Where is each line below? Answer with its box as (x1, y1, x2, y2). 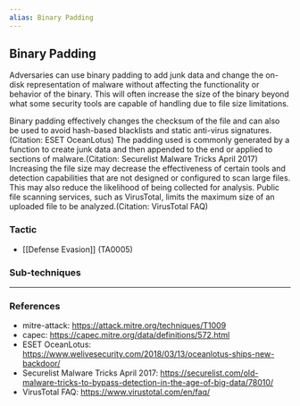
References (9, 300, 61, 312)
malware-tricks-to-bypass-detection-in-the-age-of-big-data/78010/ (21, 377, 274, 388)
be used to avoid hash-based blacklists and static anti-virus (9, 125, 229, 136)
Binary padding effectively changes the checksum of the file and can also (9, 115, 280, 126)
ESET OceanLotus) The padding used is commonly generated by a (44, 135, 290, 146)
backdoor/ (21, 359, 61, 369)
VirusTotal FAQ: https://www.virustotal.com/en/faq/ (21, 386, 211, 398)
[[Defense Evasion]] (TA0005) (21, 243, 134, 255)
